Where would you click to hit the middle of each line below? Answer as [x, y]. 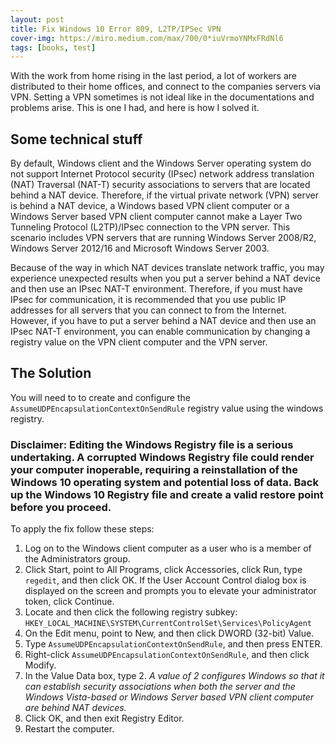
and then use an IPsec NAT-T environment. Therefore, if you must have [156, 289]
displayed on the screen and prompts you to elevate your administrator [170, 591]
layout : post [37, 19]
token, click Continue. [69, 602]
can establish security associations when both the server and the [160, 687]
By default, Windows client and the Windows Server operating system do [161, 163]
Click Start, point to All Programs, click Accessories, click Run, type [163, 570]
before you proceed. [61, 507]
